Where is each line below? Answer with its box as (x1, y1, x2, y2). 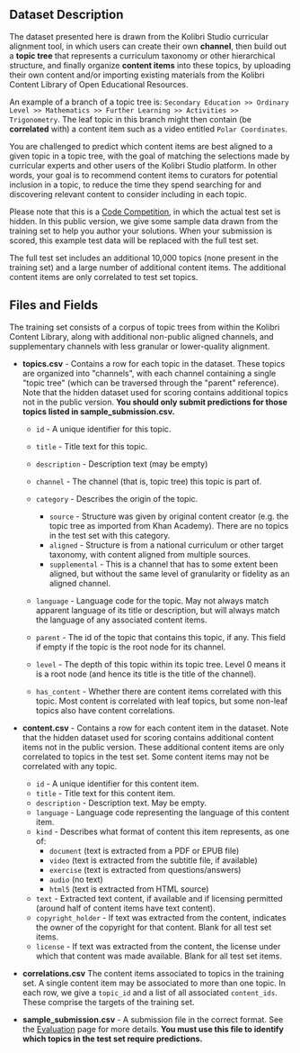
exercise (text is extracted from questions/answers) (49, 864, 242, 875)
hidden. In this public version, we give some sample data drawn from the (9, 215, 278, 226)
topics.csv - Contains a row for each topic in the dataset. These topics (22, 358, 286, 368)
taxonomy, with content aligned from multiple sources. (49, 549, 251, 559)
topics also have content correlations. (35, 704, 175, 715)
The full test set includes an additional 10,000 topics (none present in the (9, 252, 279, 263)
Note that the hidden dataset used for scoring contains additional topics (22, 386, 289, 397)
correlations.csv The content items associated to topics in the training (22, 967, 285, 978)
